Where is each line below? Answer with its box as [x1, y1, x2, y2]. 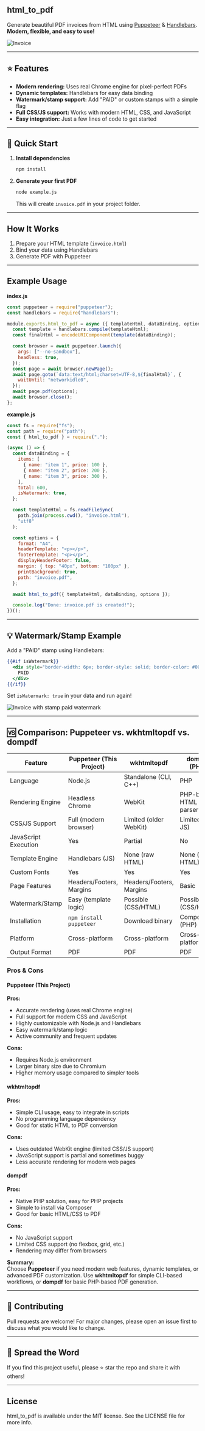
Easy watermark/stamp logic [15, 1026, 88, 1034]
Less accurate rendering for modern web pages [15, 1158, 136, 1165]
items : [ [18, 456, 40, 463]
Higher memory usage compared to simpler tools [15, 1069, 139, 1076]
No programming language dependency [15, 1115, 116, 1122]
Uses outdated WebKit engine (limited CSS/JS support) [15, 1145, 155, 1152]
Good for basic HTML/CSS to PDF [15, 1210, 101, 1218]
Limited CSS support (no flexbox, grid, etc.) [15, 1240, 125, 1248]
